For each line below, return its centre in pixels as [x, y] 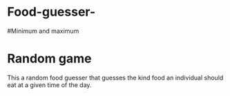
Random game [49, 59]
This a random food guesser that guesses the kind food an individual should [115, 77]
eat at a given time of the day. [49, 85]
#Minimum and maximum [43, 31]
